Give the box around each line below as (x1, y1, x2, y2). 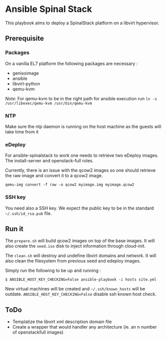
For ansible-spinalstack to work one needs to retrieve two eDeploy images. (5, 152, 159, 158)
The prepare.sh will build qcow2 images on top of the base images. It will (5, 238, 155, 244)
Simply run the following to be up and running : (5, 268, 101, 273)
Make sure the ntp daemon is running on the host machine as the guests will (5, 123, 162, 130)
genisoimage (12, 70, 39, 76)
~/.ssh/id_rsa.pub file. (5, 210, 52, 216)
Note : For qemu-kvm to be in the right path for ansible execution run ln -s (5, 95, 158, 101)
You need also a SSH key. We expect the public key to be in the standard (5, 205, 154, 211)
